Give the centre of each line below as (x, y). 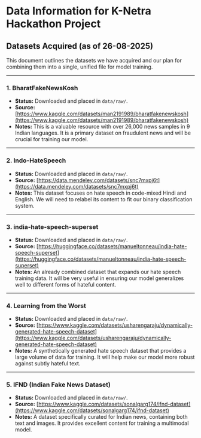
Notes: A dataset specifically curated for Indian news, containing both (101, 417)
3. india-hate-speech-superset (52, 227)
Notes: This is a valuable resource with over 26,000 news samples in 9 (102, 127)
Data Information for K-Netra (79, 11)
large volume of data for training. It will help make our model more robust (105, 357)
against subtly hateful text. (48, 363)
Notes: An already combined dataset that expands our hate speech (98, 272)
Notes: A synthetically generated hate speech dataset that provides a (100, 351)
